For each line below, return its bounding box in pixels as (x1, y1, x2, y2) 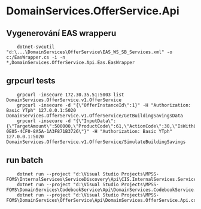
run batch (6, 155, 44, 165)
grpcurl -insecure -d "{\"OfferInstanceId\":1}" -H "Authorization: (17, 102, 191, 108)
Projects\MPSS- (121, 192, 160, 198)
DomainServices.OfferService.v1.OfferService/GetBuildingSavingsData (6, 113, 184, 119)
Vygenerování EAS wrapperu (6, 28, 117, 38)
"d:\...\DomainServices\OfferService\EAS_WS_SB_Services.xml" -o (6, 49, 172, 55)
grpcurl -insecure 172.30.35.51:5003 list (17, 92, 124, 98)
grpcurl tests (6, 76, 56, 86)
